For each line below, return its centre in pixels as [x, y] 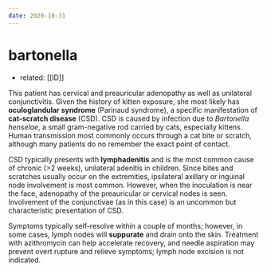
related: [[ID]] [42, 78]
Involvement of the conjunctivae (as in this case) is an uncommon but [122, 201]
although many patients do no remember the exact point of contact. [120, 144]
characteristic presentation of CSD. [66, 210]
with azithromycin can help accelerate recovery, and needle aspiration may [132, 243]
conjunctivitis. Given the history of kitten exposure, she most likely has [124, 102]
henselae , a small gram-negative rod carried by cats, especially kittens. [126, 127]
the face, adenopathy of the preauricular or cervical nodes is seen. [118, 193]
